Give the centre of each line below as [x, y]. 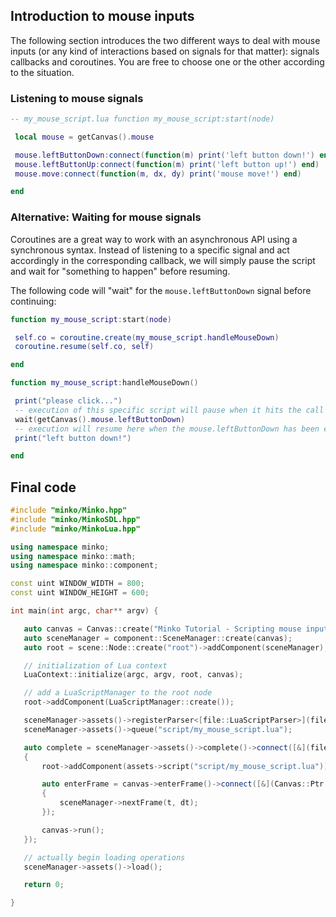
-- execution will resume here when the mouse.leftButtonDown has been [167, 429]
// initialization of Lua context [95, 665]
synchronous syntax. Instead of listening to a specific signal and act [150, 250]
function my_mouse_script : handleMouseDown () [104, 383]
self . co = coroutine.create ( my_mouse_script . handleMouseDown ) [147, 337]
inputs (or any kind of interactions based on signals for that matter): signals [165, 51]
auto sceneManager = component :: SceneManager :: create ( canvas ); [158, 638]
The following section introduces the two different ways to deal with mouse [165, 40]
